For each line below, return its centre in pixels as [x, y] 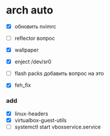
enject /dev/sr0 [33, 62]
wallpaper [27, 50]
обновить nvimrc [35, 26]
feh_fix [23, 85]
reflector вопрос [35, 38]
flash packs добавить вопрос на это [59, 73]
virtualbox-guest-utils [41, 120]
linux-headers [31, 113]
